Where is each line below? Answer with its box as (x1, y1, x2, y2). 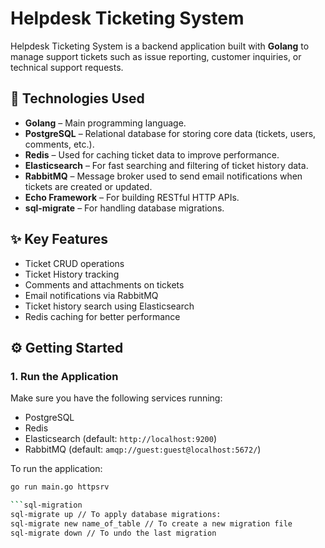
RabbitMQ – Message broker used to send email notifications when (24, 170, 303, 182)
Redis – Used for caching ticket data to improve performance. (24, 148, 280, 161)
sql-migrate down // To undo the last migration (10, 528, 217, 538)
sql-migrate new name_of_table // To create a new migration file (10, 518, 293, 529)
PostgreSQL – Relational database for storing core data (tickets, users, (24, 127, 317, 139)
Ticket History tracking (24, 268, 120, 280)
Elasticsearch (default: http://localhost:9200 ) (24, 433, 218, 445)
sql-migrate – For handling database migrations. (24, 202, 225, 214)
